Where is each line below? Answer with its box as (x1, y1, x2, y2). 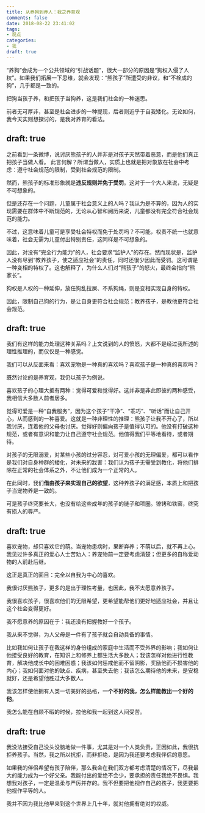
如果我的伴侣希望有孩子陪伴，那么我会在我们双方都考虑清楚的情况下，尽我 (6, 764, 193, 771)
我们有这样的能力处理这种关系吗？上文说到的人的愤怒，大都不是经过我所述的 (6, 340, 199, 348)
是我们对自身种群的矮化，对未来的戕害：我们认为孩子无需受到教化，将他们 (6, 459, 193, 466)
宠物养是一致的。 (16, 487, 60, 495)
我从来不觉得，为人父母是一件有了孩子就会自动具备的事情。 (6, 631, 156, 639)
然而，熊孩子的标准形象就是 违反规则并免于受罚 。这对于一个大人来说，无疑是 (6, 179, 199, 186)
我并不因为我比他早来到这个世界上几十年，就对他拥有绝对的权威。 (6, 800, 172, 807)
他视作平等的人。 (6, 787, 49, 794)
